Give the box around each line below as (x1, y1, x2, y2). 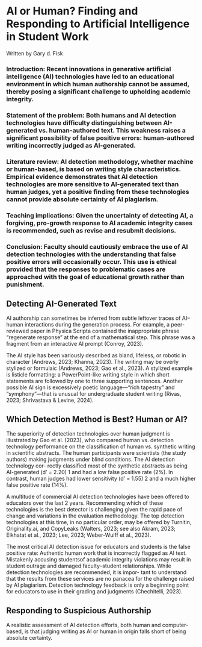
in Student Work (6, 30, 89, 43)
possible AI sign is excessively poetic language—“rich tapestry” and (6, 384, 175, 391)
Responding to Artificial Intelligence (6, 17, 190, 31)
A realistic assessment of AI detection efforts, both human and (6, 621, 161, 628)
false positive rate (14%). (6, 481, 68, 489)
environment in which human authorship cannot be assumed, (6, 80, 189, 88)
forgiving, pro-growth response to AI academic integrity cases (6, 219, 193, 227)
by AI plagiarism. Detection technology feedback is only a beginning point (6, 581, 189, 589)
